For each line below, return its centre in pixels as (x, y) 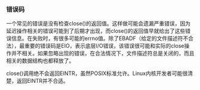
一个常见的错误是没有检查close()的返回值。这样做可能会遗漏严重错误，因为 (99, 24)
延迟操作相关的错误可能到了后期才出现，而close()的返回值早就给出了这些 (96, 31)
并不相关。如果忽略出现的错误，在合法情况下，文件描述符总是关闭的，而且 (103, 53)
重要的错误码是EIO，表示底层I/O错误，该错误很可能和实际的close (104, 46)
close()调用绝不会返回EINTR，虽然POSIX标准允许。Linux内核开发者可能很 (97, 73)
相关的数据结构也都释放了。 (40, 61)
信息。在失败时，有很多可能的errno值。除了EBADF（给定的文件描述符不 (100, 38)
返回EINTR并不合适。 (42, 81)
